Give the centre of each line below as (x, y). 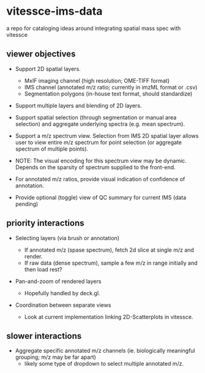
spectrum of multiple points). (52, 149)
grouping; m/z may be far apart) (56, 357)
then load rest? (43, 269)
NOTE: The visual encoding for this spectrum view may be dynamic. (101, 160)
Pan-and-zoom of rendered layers (58, 281)
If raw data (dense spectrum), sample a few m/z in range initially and (111, 263)
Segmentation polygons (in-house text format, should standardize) (108, 94)
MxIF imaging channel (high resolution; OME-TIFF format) (97, 80)
